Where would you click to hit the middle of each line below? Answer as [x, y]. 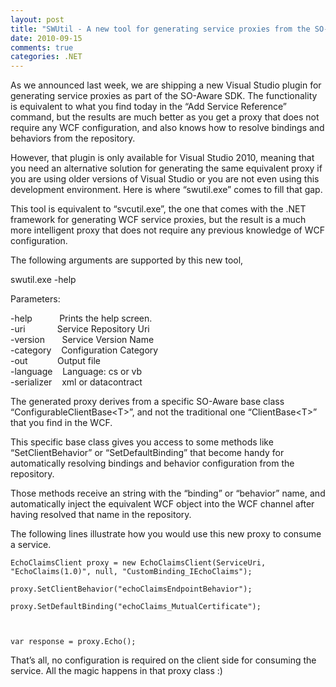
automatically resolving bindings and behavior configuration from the [152, 463]
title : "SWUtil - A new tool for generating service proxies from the [160, 29]
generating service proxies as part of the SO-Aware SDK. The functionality [164, 96]
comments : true [42, 47]
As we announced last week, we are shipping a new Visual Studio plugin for [166, 85]
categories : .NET [46, 57]
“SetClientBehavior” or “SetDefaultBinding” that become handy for [147, 453]
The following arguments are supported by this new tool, [127, 260]
